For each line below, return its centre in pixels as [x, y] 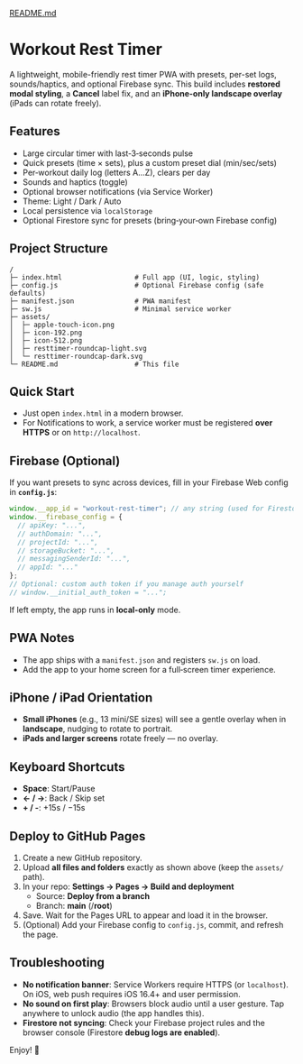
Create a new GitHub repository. [82, 858]
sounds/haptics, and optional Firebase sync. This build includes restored [145, 84]
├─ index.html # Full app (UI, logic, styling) [134, 277]
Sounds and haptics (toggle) [75, 182]
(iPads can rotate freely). [55, 103]
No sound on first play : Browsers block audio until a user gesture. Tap [153, 1004]
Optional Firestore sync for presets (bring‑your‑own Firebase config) [150, 220]
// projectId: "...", [58, 542]
